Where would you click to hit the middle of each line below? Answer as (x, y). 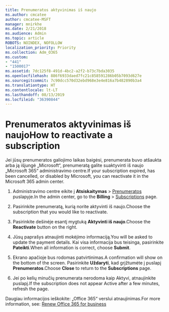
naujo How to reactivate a (59, 135)
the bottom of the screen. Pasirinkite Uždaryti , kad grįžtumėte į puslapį (87, 263)
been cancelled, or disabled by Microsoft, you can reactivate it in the (77, 176)
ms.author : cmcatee (26, 15)
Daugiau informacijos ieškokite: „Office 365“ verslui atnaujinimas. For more (83, 299)
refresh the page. (31, 289)
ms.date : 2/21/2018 (26, 29)
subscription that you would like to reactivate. (60, 212)
